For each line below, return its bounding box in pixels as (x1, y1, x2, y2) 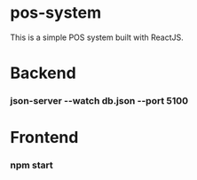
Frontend (10, 128, 79, 148)
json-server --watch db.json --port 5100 (10, 95, 189, 107)
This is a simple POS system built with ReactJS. (10, 32, 185, 43)
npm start (10, 159, 54, 171)
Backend (10, 63, 76, 83)
